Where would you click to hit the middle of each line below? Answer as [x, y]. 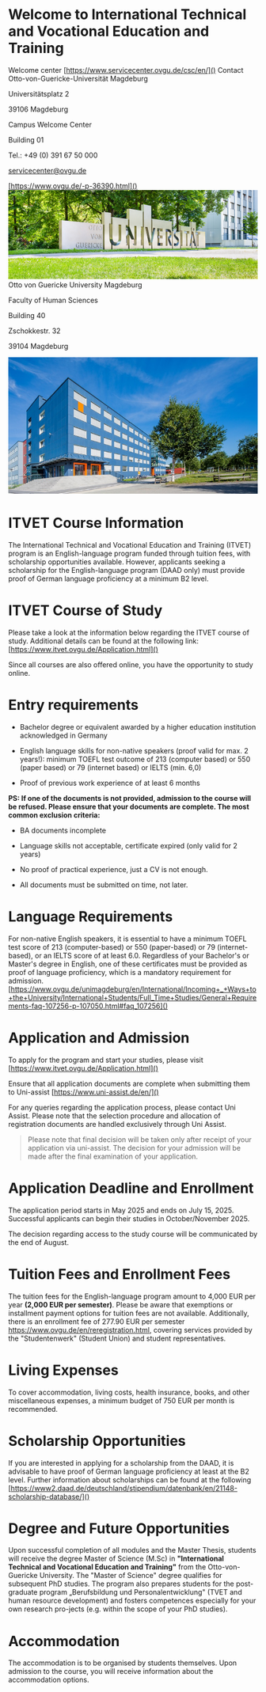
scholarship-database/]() [49, 1497]
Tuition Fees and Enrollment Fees [120, 1274]
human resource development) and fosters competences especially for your [132, 1601]
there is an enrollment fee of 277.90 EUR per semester [97, 1321]
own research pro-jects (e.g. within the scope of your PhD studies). [118, 1609]
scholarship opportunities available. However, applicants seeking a [117, 562]
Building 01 [26, 139]
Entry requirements [73, 705]
